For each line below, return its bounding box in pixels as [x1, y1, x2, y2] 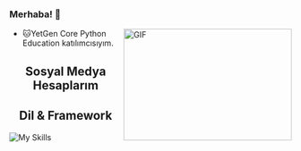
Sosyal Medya [25, 63, 107, 79]
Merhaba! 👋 [9, 8, 61, 21]
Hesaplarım [32, 78, 99, 93]
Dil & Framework [19, 108, 113, 123]
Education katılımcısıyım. [21, 38, 114, 48]
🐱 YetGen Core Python [21, 29, 107, 39]
